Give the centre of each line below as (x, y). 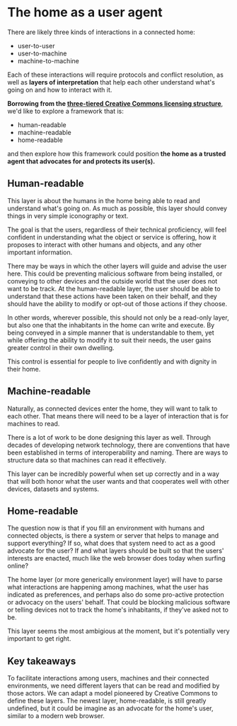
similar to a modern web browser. (56, 716)
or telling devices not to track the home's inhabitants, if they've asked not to (118, 610)
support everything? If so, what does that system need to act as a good (111, 543)
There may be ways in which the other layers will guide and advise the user (117, 266)
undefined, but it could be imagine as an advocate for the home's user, (110, 708)
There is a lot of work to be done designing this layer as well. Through (109, 437)
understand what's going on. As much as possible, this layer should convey (117, 208)
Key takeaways (42, 661)
